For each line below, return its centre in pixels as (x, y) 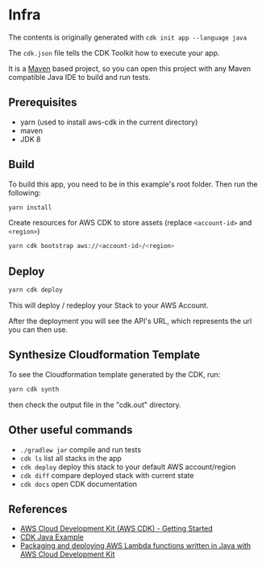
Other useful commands (71, 430)
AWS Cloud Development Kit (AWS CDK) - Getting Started (116, 529)
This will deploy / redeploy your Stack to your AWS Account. (108, 305)
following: (25, 192)
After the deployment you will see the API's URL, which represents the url (130, 321)
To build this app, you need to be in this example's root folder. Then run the (133, 184)
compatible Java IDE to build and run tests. (79, 77)
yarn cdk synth (34, 389)
